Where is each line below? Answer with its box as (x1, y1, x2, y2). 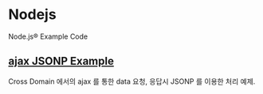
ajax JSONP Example (8, 55, 114, 68)
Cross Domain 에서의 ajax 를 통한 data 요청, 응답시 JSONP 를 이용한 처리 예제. (8, 77, 256, 86)
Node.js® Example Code (8, 32, 88, 41)
